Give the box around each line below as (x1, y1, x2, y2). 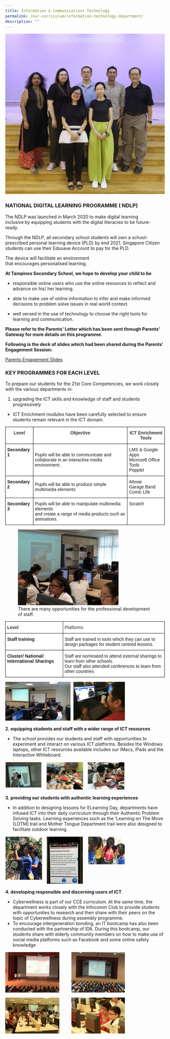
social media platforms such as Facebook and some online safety (12, 936, 149, 942)
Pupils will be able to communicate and (34, 452, 111, 457)
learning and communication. (12, 316, 74, 322)
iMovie (129, 479, 142, 484)
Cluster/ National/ (7, 653, 44, 659)
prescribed (5, 240, 28, 246)
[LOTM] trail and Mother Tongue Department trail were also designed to (12, 821, 162, 827)
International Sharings (7, 658, 54, 664)
